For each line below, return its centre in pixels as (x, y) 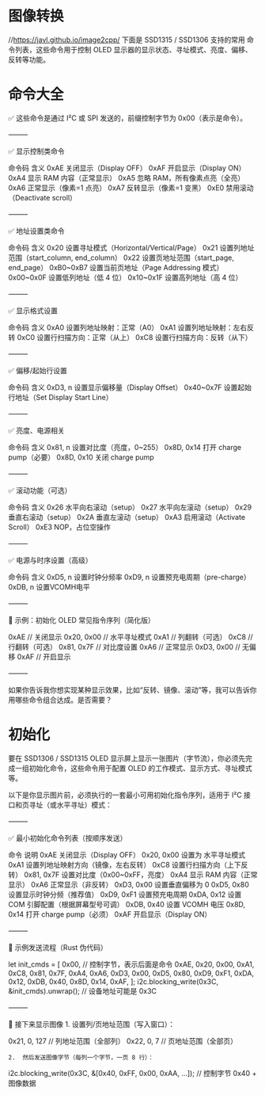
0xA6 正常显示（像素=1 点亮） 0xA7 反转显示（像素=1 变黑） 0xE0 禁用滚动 (131, 188)
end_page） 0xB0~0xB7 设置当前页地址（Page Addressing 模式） (116, 267)
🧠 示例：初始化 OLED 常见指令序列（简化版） (82, 620)
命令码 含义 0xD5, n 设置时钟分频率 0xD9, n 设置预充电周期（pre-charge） (129, 577)
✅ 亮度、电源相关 (36, 430)
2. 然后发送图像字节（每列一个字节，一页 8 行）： (81, 1057)
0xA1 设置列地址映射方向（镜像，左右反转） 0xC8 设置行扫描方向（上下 (125, 864)
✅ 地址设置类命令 (36, 231)
